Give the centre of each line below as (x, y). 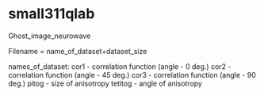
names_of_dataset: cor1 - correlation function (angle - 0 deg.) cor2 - (120, 66)
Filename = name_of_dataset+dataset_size (78, 51)
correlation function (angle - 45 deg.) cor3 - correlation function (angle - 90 (132, 75)
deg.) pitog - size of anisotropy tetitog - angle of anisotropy (105, 83)
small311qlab (52, 14)
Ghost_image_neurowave (50, 36)
